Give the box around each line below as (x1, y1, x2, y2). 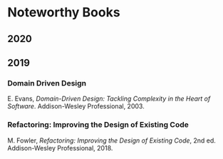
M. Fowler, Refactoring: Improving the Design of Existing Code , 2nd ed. (7, 136, 216, 145)
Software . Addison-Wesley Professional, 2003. (7, 102, 145, 111)
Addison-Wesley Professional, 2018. (7, 143, 113, 152)
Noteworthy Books (7, 4, 120, 21)
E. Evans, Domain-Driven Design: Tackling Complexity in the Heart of (7, 94, 211, 103)
